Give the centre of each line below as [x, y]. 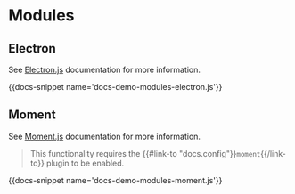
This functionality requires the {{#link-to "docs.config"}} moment [145, 153]
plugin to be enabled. [86, 163]
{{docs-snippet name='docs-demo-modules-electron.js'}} [115, 87]
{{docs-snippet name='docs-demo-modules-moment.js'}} [115, 180]
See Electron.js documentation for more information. [105, 69]
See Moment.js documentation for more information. [105, 136]
